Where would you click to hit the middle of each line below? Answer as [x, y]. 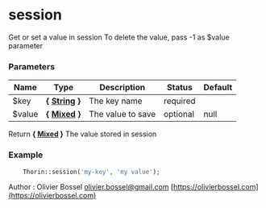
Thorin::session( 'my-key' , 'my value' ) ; [91, 172]
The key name [115, 101]
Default [218, 88]
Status [179, 88]
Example [26, 155]
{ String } [63, 101]
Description [123, 88]
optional [179, 114]
